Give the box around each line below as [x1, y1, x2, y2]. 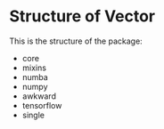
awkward [21, 91, 56, 101]
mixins [21, 62, 47, 73]
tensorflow [21, 100, 62, 110]
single [21, 109, 45, 120]
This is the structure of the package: [9, 36, 143, 46]
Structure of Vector [9, 6, 156, 27]
